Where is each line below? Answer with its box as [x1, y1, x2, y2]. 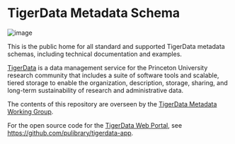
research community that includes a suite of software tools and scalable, [7, 71, 219, 79]
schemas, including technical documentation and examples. [7, 50, 183, 58]
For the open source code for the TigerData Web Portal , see [7, 121, 183, 129]
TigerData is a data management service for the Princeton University [7, 63, 208, 72]
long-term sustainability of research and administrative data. [7, 86, 184, 94]
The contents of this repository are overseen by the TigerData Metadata [7, 99, 217, 108]
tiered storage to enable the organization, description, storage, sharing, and [7, 78, 228, 87]
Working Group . [7, 107, 54, 116]
